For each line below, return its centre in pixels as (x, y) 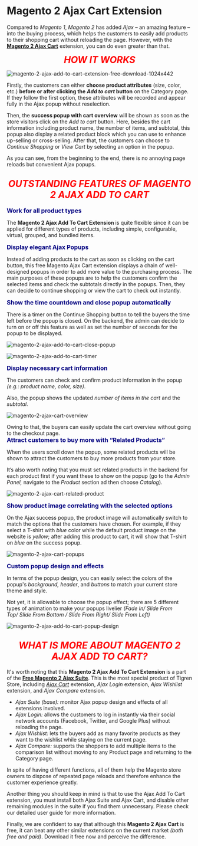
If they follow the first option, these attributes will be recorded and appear (96, 97)
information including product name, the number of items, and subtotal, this (98, 127)
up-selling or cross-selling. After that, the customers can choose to (88, 140)
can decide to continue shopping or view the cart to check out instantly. (94, 290)
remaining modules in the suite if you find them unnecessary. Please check (98, 806)
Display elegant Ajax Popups (48, 247)
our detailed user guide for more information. (61, 812)
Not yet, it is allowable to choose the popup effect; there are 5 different (93, 602)
